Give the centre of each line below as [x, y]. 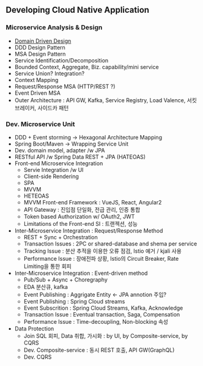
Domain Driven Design [43, 41]
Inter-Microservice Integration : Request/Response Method [89, 230]
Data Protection [34, 328]
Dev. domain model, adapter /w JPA [60, 150]
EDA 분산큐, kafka [46, 286]
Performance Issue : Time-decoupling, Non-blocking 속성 [96, 321]
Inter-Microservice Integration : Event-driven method [81, 273]
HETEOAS [36, 196]
